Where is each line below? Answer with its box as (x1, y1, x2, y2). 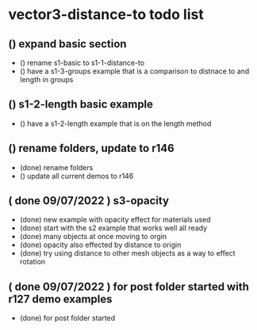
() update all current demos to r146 (19, 171, 134, 180)
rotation (19, 257, 46, 267)
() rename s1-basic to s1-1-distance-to (19, 58, 145, 67)
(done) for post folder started (19, 313, 116, 323)
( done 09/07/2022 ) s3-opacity (8, 194, 169, 207)
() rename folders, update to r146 (8, 142, 175, 155)
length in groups (19, 75, 74, 84)
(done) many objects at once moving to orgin (19, 232, 167, 241)
